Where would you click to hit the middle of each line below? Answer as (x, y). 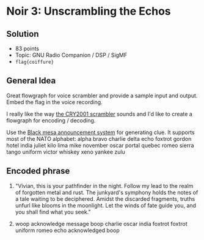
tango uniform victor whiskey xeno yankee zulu (66, 152)
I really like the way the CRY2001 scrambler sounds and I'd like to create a (99, 114)
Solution (23, 34)
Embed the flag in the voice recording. (54, 102)
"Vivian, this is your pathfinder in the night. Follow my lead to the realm (104, 186)
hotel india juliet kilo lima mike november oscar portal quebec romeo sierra (100, 145)
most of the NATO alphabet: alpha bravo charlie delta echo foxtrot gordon (99, 138)
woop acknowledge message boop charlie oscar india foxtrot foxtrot (101, 223)
